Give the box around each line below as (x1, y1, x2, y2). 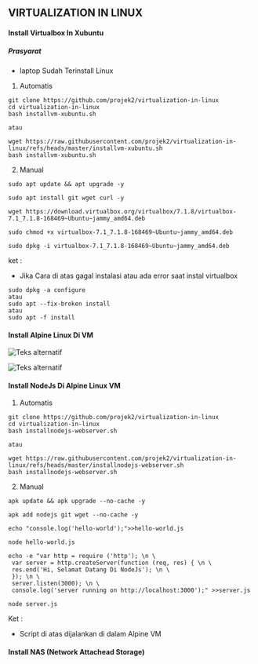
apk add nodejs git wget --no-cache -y (8, 511, 139, 519)
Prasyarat (8, 46, 42, 56)
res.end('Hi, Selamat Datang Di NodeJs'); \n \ (11, 566, 170, 574)
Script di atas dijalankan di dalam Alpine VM (19, 629, 162, 639)
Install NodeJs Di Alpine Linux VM (8, 381, 122, 390)
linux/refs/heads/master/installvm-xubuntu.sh (8, 144, 163, 152)
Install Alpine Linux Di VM (8, 330, 94, 340)
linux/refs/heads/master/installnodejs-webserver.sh (8, 462, 184, 469)
